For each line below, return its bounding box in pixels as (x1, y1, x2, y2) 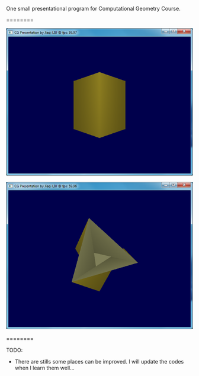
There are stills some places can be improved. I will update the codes (14, 358, 184, 365)
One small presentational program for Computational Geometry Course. (6, 5, 181, 12)
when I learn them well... (14, 364, 75, 371)
